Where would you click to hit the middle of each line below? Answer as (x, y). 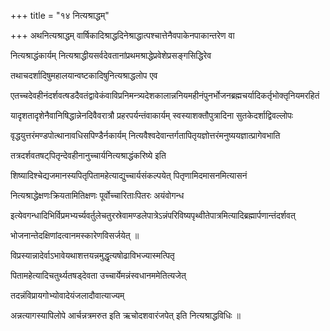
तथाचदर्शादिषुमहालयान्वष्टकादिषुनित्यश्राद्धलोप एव (84, 75)
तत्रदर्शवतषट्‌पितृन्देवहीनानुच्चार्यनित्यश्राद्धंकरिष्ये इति (88, 155)
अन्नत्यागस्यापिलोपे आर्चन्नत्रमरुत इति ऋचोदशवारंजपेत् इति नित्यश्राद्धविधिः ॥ (126, 315)
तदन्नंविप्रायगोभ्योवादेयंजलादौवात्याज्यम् (67, 295)
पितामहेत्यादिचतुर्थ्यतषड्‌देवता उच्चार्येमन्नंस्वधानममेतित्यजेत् (98, 275)
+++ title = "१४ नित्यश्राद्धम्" (60, 15)
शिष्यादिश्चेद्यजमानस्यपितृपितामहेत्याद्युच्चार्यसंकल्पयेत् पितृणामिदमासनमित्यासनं (129, 175)
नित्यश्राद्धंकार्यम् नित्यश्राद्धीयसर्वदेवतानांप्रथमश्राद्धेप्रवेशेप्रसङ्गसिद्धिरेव (111, 55)
